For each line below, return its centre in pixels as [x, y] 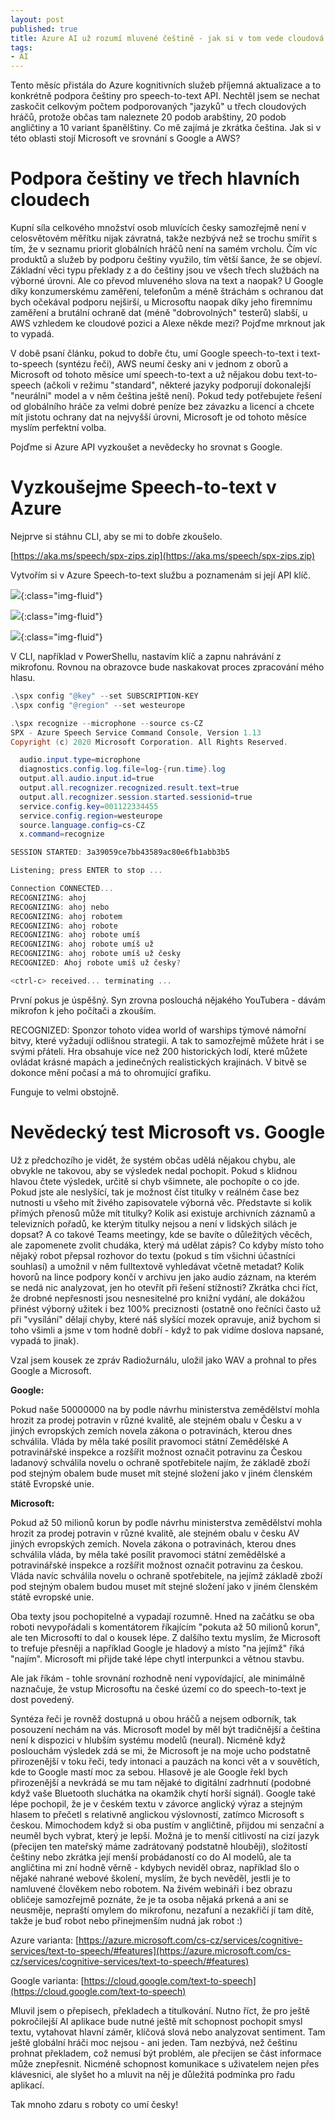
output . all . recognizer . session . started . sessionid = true [136, 797]
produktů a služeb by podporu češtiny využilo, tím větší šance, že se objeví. [166, 260]
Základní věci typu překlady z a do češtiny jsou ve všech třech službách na [165, 270]
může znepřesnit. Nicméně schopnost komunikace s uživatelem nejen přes [165, 2063]
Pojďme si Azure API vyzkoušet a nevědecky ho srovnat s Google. [146, 447]
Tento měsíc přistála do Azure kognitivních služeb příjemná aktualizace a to [166, 85]
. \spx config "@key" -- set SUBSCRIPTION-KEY [104, 696]
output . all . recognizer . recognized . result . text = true [129, 788]
